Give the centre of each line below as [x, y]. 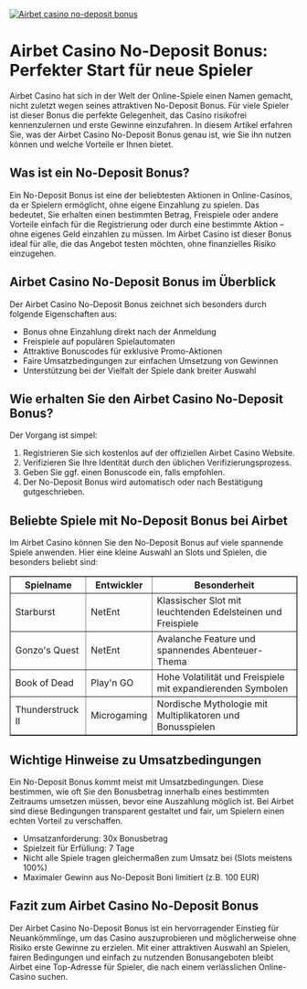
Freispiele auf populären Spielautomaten [99, 341]
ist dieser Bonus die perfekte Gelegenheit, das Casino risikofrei [128, 115]
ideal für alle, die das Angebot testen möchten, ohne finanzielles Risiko [143, 243]
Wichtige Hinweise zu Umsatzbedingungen [136, 760]
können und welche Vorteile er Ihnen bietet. [91, 144]
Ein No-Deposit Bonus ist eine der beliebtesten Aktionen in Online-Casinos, [151, 195]
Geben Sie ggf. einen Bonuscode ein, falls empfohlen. [124, 473]
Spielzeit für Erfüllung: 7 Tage [79, 848]
